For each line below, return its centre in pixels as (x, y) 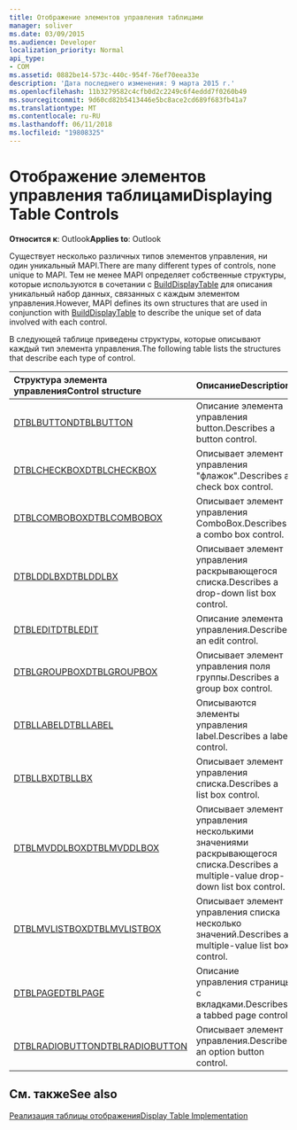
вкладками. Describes (242, 1004)
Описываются (226, 703)
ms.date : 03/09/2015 (47, 34)
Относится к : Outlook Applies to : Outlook (85, 238)
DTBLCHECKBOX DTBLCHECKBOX (85, 470)
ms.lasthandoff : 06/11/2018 (61, 125)
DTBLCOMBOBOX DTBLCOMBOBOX (88, 518)
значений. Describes (238, 934)
